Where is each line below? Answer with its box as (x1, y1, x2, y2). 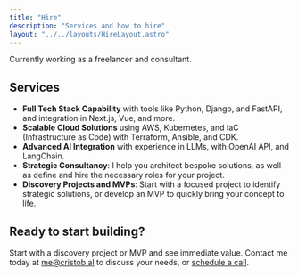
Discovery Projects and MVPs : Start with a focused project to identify (21, 179, 281, 190)
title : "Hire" (9, 12, 62, 22)
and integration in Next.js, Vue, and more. (21, 113, 176, 124)
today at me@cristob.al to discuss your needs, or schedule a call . (9, 257, 250, 267)
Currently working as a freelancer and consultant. (9, 54, 192, 65)
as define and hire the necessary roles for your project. (21, 170, 225, 181)
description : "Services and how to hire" (9, 21, 166, 30)
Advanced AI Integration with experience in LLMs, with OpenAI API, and (21, 142, 290, 152)
